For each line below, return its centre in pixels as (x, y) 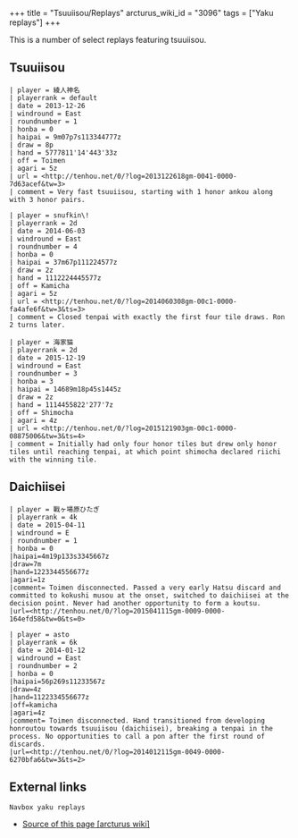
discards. (28, 744)
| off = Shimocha (41, 412)
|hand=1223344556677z (50, 571)
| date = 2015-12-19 (48, 358)
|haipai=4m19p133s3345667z (59, 556)
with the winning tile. (54, 460)
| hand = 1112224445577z (55, 278)
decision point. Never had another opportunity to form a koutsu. (135, 603)
